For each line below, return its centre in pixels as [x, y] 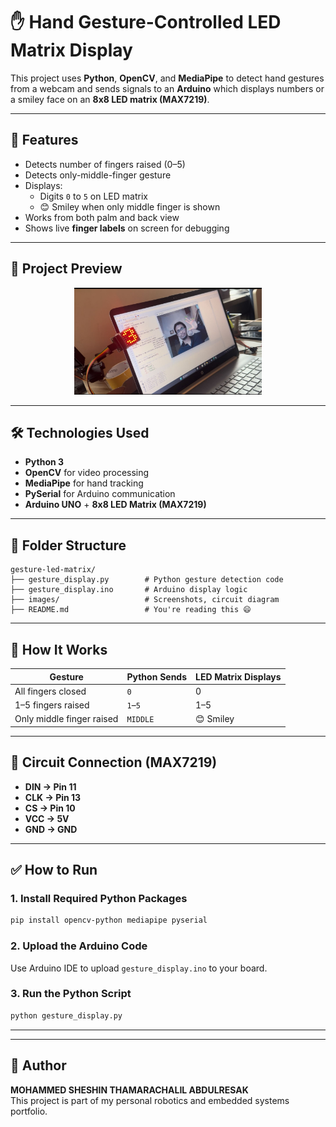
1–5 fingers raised [52, 705]
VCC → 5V [47, 818]
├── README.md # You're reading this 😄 [131, 610]
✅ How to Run [54, 870]
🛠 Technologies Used [80, 433]
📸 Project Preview [66, 269]
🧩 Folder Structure [68, 545]
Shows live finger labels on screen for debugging [127, 228]
